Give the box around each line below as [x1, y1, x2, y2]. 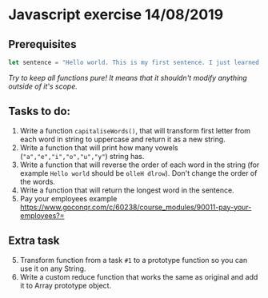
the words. [19, 177, 56, 186]
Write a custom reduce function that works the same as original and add [19, 272, 258, 281]
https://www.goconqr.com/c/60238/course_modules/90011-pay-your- [19, 202, 252, 212]
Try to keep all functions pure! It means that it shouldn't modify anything [8, 73, 248, 82]
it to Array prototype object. [19, 280, 112, 290]
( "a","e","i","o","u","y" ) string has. [19, 151, 145, 161]
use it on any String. [19, 264, 86, 273]
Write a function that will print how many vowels [19, 142, 178, 153]
